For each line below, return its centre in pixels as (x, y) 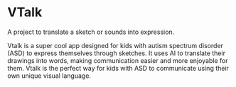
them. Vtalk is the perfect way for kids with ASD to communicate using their (118, 68)
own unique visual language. (49, 76)
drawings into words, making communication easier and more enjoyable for (118, 60)
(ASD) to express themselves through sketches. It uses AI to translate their (117, 53)
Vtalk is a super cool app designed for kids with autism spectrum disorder (116, 45)
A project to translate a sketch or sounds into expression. (91, 32)
